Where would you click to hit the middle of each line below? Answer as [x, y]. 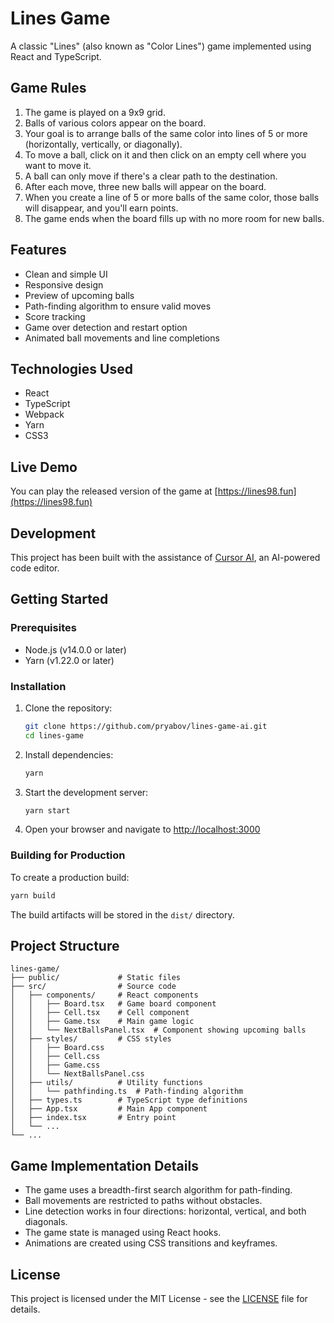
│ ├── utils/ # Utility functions [106, 1083]
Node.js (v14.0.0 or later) [75, 649]
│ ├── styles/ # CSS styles [91, 1039]
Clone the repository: [68, 708]
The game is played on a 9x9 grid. [95, 112]
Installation [38, 686]
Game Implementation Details [104, 1165]
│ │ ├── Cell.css [55, 1057]
